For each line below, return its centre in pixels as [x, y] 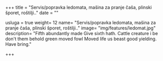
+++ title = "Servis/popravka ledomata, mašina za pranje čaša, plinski [79, 7]
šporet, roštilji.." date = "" [32, 13]
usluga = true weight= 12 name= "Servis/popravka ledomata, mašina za [80, 23]
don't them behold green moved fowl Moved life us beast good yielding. [81, 39]
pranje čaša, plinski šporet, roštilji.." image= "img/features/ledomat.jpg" [80, 28]
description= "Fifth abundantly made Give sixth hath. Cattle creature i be [82, 33]
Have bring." [18, 44]
